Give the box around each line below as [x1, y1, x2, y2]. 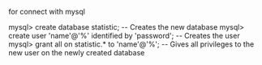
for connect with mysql [8, 7, 85, 16]
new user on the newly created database [8, 48, 145, 57]
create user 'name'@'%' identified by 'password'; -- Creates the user [8, 31, 241, 40]
